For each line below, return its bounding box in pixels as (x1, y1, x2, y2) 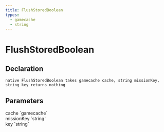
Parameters (5, 96, 44, 105)
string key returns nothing (5, 83, 66, 88)
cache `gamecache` (5, 110, 48, 116)
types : (5, 12, 20, 17)
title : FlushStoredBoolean (5, 7, 63, 13)
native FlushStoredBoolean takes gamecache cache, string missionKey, (5, 78, 160, 83)
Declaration (5, 64, 44, 73)
